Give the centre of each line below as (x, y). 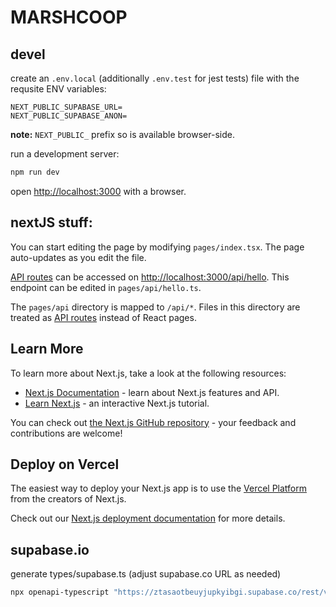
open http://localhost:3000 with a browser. (98, 191)
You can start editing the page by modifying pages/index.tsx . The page (157, 247)
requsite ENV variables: (58, 89)
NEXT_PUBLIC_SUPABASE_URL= (66, 107)
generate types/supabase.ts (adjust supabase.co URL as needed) (146, 574)
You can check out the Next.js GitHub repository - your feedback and (153, 422)
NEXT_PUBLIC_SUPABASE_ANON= (69, 116)
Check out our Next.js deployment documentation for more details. (148, 518)
